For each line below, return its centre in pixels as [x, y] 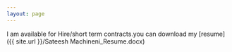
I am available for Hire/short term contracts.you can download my [102, 34]
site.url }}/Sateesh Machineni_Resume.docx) [80, 41]
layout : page [26, 14]
